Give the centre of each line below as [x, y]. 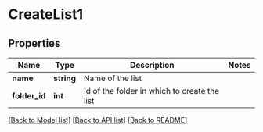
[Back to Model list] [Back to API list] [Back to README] [98, 120]
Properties [34, 43]
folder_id [29, 96]
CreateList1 [46, 14]
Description [152, 65]
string [65, 78]
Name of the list [113, 78]
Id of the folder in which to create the [151, 91]
